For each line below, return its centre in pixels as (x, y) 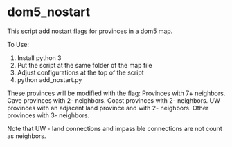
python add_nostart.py (50, 79)
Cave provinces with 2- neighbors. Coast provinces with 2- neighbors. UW (114, 100)
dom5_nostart (49, 12)
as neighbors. (27, 136)
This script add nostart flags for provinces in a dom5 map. (90, 31)
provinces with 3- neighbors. (48, 115)
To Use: (18, 44)
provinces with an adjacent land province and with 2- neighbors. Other (108, 108)
